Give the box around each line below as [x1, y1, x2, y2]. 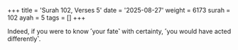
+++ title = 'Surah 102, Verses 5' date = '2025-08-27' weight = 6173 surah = [7, 6, 231, 14]
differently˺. [7, 35, 41, 43]
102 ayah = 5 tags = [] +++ [7, 13, 86, 22]
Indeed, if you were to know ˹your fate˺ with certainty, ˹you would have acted [7, 27, 232, 35]
